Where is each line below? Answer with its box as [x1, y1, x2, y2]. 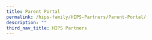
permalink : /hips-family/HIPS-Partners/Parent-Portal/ [6, 14, 147, 20]
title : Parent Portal [6, 8, 61, 15]
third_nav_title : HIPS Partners [6, 25, 87, 31]
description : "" [6, 19, 47, 25]
